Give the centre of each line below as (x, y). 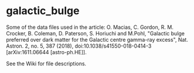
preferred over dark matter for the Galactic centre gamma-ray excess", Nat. (97, 39)
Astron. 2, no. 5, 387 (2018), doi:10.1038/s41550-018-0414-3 (79, 46)
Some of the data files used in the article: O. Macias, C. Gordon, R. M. (90, 27)
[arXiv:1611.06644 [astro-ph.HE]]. (46, 52)
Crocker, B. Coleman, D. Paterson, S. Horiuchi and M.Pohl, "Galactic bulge (96, 33)
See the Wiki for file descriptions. (46, 64)
